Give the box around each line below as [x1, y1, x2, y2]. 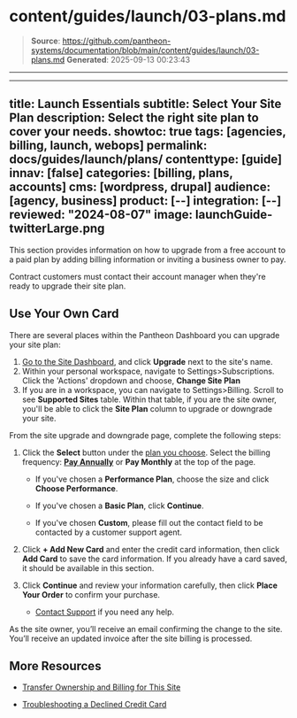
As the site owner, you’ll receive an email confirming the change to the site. [9, 623, 283, 634]
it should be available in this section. [21, 562, 155, 573]
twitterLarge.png [9, 221, 105, 236]
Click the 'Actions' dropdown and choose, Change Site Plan [21, 374, 241, 386]
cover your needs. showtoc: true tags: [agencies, [9, 124, 286, 139]
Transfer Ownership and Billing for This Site [21, 682, 181, 692]
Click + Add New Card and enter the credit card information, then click [21, 544, 280, 554]
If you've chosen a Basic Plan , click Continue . [34, 500, 204, 511]
